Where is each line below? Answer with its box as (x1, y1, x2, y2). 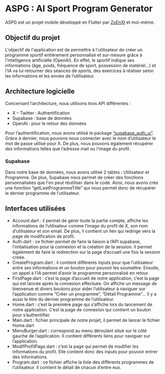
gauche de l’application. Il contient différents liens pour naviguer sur (12, 333, 151, 338)
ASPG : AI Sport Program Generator (5, 3, 153, 14)
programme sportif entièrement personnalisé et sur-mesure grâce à (5, 52, 143, 58)
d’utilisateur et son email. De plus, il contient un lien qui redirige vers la (12, 228, 156, 234)
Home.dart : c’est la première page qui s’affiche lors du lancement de (12, 301, 153, 307)
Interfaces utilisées (5, 204, 66, 213)
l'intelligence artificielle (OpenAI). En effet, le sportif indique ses (5, 57, 134, 63)
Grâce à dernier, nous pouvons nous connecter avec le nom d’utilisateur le (5, 135, 156, 141)
